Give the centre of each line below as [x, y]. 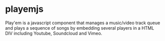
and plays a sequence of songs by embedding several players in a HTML [80, 28]
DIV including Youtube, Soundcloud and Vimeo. [54, 33]
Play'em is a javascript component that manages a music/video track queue [83, 23]
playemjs [24, 9]
